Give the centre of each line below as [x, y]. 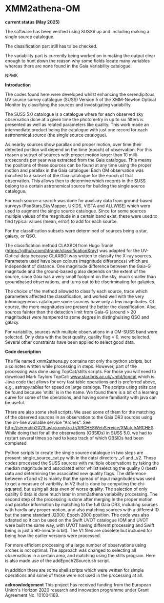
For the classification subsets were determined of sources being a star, [76, 230]
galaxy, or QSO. [21, 236]
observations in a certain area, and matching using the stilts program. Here [80, 555]
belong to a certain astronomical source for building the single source [75, 186]
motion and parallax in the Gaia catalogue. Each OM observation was [74, 170]
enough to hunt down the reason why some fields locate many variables [78, 61]
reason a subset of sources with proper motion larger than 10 [66, 155]
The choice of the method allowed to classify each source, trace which [76, 291]
